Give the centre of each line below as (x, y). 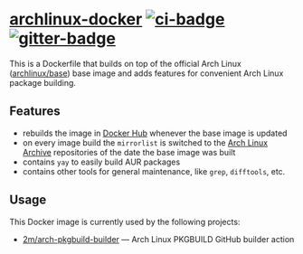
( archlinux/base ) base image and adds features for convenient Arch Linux (147, 73)
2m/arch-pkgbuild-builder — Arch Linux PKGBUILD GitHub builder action (158, 239)
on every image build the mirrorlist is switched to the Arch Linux (145, 142)
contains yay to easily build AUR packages (101, 162)
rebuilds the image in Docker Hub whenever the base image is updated (155, 133)
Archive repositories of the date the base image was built (129, 152)
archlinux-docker (76, 19)
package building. (43, 82)
